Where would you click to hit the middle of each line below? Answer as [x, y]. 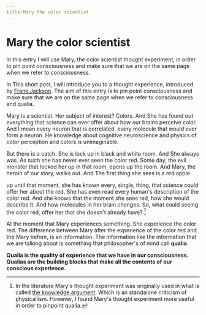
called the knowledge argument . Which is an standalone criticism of [101, 292]
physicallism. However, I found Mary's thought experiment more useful [105, 299]
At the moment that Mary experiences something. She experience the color [101, 224]
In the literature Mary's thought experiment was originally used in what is [107, 286]
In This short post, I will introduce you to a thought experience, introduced [100, 84]
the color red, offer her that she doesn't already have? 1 [76, 211]
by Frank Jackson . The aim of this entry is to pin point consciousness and [99, 91]
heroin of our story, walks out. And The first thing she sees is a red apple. [99, 173]
